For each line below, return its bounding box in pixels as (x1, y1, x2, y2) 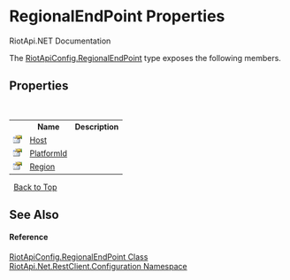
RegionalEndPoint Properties (9, 6, 225, 27)
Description (74, 121, 119, 132)
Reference (9, 232, 49, 243)
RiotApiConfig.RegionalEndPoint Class (9, 252, 149, 262)
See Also (9, 206, 59, 222)
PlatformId (29, 148, 68, 159)
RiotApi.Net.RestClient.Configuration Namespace (9, 261, 187, 272)
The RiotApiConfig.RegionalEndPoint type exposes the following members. (9, 52, 281, 63)
